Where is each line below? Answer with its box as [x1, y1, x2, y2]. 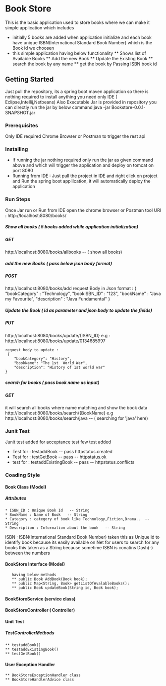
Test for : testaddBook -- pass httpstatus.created [12, 449, 113, 455]
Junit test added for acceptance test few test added [5, 439, 111, 445]
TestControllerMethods [5, 630, 55, 636]
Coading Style [5, 472, 41, 479]
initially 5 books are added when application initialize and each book [12, 34, 152, 40]
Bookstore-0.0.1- [111, 104, 146, 110]
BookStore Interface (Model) [5, 561, 65, 567]
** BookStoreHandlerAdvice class [5, 677, 74, 682]
